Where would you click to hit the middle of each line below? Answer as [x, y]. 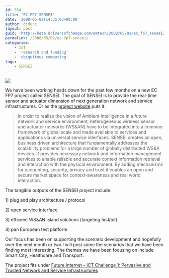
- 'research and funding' [41, 52]
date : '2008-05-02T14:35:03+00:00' [43, 19]
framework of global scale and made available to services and [82, 132]
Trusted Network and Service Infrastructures [52, 270]
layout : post [19, 29]
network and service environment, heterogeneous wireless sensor [86, 121]
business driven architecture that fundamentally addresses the [82, 143]
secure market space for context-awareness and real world [79, 175]
